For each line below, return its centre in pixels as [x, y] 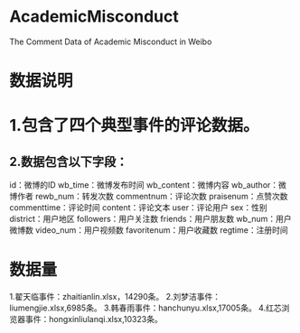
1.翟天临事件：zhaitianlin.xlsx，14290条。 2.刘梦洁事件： [115, 297]
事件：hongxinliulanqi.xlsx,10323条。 [94, 319]
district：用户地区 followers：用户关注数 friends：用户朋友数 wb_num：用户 [150, 219]
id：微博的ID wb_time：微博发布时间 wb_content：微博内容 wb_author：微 [148, 185]
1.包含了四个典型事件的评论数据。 [134, 126]
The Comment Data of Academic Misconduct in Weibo [111, 42]
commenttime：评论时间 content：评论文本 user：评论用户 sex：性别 [139, 208]
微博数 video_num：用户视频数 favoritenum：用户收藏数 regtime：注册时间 [149, 230]
